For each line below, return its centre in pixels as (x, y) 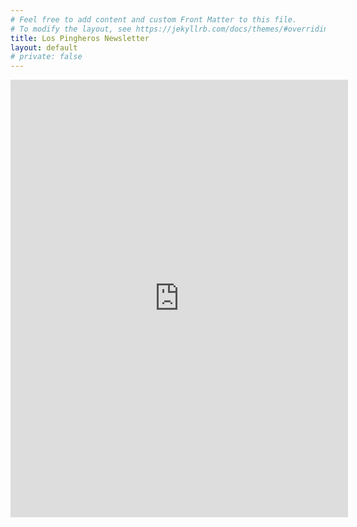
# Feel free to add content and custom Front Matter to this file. (154, 19)
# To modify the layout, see (71, 29)
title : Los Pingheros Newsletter (80, 38)
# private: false (46, 57)
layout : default (44, 47)
